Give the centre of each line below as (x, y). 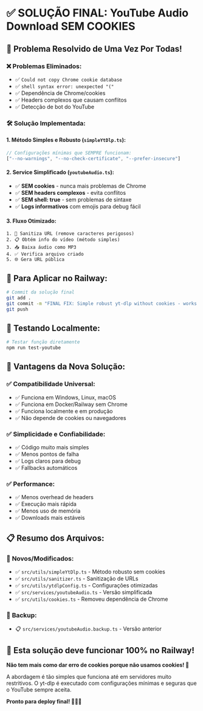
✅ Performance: (31, 484)
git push (17, 309)
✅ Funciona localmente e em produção (64, 411)
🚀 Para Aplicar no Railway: (57, 278)
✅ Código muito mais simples (52, 447)
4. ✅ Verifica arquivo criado (45, 254)
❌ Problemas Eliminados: (44, 66)
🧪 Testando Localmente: (53, 328)
